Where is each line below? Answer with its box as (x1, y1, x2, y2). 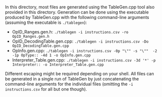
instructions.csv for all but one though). (5, 86, 88, 92)
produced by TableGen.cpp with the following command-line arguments (5, 15, 149, 20)
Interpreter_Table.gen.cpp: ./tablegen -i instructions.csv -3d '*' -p (12, 57, 156, 63)
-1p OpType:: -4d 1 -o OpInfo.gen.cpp (12, 53, 91, 58)
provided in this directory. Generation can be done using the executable (5, 9, 149, 15)
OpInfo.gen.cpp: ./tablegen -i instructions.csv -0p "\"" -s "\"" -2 (12, 48, 157, 53)
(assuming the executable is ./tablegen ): (5, 19, 88, 25)
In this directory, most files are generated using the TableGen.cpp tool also (5, 4, 155, 10)
